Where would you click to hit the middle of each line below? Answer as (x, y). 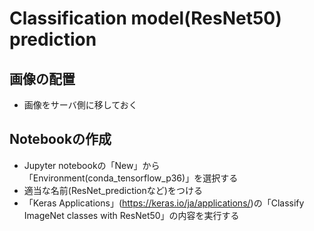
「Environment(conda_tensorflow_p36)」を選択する (131, 178)
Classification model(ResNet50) (145, 18)
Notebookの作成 (60, 139)
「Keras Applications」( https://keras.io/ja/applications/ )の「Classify (164, 203)
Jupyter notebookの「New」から (92, 165)
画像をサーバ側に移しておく (80, 105)
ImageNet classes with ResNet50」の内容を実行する (131, 215)
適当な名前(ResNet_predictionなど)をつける (113, 190)
